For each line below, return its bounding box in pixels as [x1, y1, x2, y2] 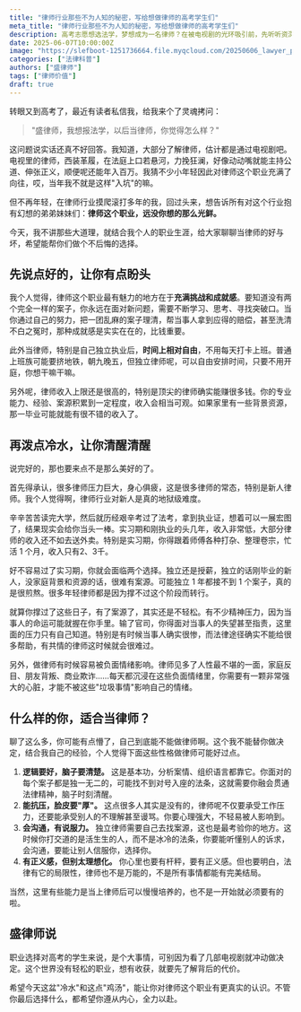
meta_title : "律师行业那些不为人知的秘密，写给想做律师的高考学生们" [9, 22, 239, 31]
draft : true [9, 80, 54, 89]
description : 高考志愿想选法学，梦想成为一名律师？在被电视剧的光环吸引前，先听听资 [9, 30, 288, 39]
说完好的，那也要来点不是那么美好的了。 [9, 463, 159, 474]
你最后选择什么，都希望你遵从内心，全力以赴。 [9, 993, 182, 1004]
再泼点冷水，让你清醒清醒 [9, 437, 150, 453]
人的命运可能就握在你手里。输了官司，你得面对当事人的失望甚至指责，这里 [16, 618, 292, 629]
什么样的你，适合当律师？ [9, 711, 150, 726]
